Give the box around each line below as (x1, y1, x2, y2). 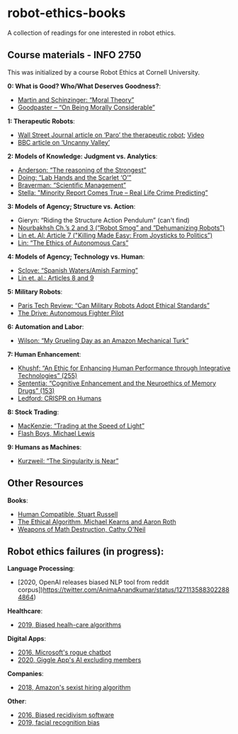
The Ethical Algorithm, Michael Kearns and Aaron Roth (17, 517, 176, 526)
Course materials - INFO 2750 (7, 49, 142, 61)
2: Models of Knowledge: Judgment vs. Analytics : (7, 151, 158, 161)
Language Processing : (7, 564, 75, 573)
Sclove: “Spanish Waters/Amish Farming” (17, 266, 138, 274)
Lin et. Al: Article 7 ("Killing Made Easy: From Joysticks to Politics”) (17, 231, 213, 239)
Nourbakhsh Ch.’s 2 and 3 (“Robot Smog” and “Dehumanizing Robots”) (17, 223, 225, 232)
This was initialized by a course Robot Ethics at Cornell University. (7, 68, 200, 76)
